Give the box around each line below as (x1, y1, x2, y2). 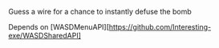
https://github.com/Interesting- (108, 22, 211, 31)
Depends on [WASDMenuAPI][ (8, 22, 110, 31)
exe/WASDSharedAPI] (8, 31, 82, 40)
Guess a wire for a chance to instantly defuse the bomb (8, 7, 192, 16)
